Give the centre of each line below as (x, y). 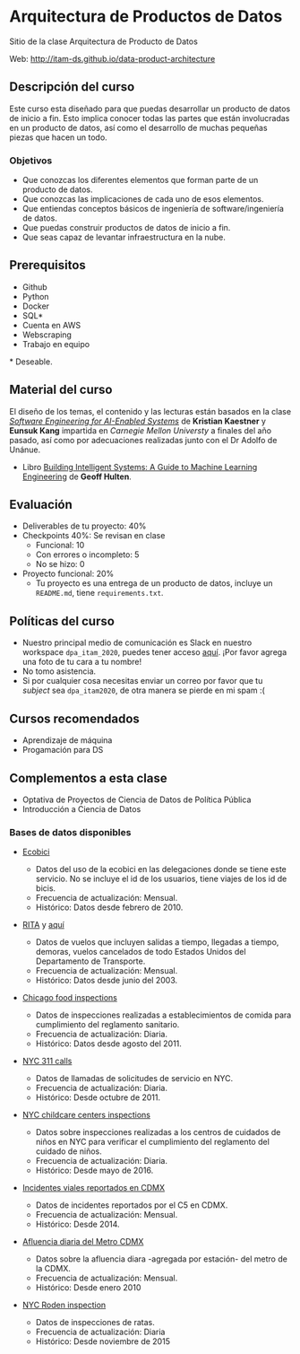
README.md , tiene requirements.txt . (99, 593)
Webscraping (47, 335)
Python (35, 296)
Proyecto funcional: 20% (68, 574)
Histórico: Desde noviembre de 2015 (103, 1341)
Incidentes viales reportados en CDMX (94, 1188)
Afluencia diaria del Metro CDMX (83, 1242)
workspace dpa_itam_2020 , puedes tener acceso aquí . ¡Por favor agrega (154, 652)
